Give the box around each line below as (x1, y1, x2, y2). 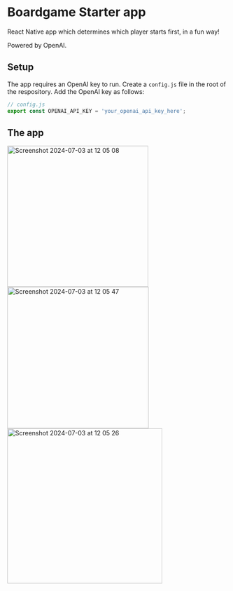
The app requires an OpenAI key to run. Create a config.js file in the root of (7, 80, 226, 88)
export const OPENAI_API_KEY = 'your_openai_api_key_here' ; (7, 107, 187, 114)
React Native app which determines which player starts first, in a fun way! (7, 27, 220, 36)
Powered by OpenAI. (7, 41, 67, 49)
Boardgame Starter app (7, 4, 146, 20)
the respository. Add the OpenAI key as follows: (7, 87, 145, 95)
